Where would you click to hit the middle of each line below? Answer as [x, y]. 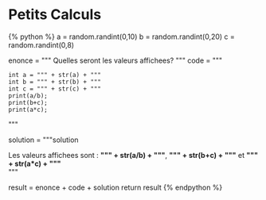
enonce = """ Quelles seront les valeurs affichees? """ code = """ [115, 60]
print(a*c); [28, 110]
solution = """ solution [43, 140]
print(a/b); [28, 96]
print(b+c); [28, 102]
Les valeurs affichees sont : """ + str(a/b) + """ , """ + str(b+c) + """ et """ [133, 155]
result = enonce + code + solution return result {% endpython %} [115, 187]
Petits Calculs [55, 15]
